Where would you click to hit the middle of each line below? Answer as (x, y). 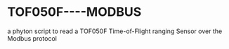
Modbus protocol (32, 38)
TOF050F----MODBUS (74, 12)
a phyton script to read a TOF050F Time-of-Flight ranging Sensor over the (115, 31)
